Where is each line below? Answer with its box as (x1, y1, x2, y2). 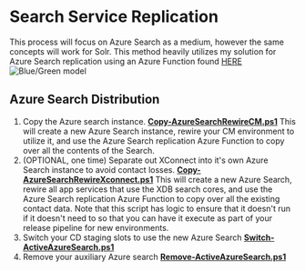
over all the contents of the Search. (22, 145, 155, 156)
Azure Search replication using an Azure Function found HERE (9, 55, 243, 66)
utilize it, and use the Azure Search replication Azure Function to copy (22, 135, 285, 146)
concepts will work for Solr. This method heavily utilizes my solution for (9, 45, 277, 56)
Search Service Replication (9, 6, 219, 27)
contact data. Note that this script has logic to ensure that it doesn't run (22, 203, 291, 214)
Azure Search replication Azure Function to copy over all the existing (22, 193, 280, 204)
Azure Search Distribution (9, 92, 160, 107)
